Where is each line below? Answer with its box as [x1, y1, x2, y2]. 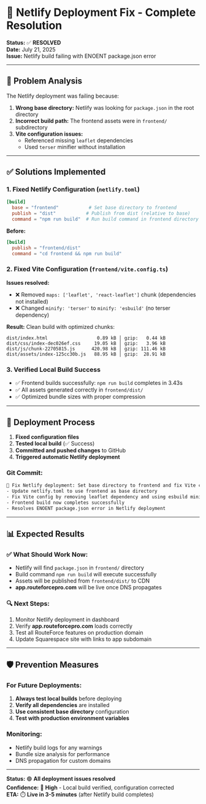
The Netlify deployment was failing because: [6, 92, 120, 99]
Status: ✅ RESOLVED [6, 39, 61, 46]
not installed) [15, 298, 49, 305]
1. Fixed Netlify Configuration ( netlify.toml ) [6, 185, 140, 194]
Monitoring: [6, 730, 42, 738]
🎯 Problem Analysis [6, 76, 83, 87]
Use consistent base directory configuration [15, 708, 129, 716]
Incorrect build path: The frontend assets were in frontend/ [15, 117, 167, 125]
